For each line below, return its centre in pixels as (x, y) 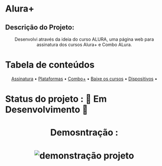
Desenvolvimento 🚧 (47, 110)
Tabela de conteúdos (50, 65)
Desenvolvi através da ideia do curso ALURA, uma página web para (84, 39)
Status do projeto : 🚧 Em (56, 99)
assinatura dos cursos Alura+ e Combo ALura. (84, 45)
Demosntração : (84, 133)
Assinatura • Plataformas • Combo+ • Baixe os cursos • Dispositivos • (84, 79)
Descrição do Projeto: (40, 27)
